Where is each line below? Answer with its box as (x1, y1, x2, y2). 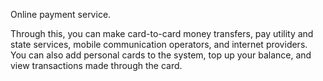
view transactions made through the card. (10, 60, 183, 71)
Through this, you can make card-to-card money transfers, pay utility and (10, 28, 314, 39)
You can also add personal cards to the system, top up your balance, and (10, 49, 312, 61)
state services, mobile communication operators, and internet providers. (10, 39, 308, 50)
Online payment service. (10, 9, 112, 20)
